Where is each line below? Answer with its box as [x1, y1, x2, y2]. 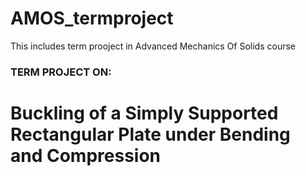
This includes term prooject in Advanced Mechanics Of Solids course [10, 40, 296, 52]
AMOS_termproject [10, 7, 174, 30]
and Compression [10, 145, 162, 167]
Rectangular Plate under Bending [10, 123, 291, 146]
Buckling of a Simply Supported [10, 102, 279, 125]
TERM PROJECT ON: [10, 65, 112, 79]
